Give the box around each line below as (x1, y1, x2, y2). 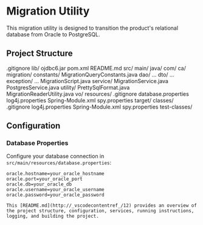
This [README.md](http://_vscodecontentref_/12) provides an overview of (6, 203, 198, 209)
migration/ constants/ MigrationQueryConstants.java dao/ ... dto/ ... (6, 71, 174, 78)
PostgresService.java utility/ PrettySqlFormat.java (6, 84, 130, 91)
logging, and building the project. (6, 213, 99, 220)
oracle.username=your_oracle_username (6, 187, 105, 193)
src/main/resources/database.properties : (6, 159, 112, 166)
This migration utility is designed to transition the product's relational (6, 24, 178, 32)
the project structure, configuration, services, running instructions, (6, 208, 194, 214)
